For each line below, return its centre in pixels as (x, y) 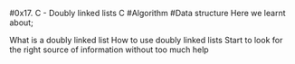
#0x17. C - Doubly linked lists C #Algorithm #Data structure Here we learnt (147, 13)
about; (21, 23)
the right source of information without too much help (109, 50)
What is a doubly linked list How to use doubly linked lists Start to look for (146, 40)
